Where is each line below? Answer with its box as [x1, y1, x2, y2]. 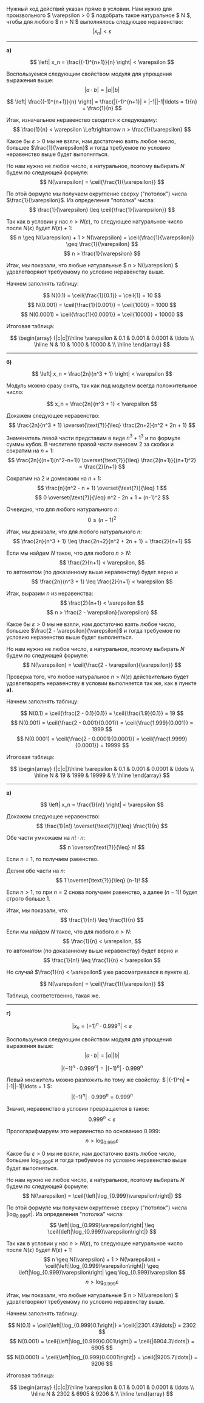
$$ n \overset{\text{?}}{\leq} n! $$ [59, 843, 145, 851]
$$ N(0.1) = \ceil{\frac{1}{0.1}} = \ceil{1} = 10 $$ [42, 292, 161, 299]
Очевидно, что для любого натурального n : [6, 505, 120, 513]
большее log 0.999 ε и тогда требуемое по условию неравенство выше [6, 1156, 187, 1166]
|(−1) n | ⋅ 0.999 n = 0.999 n [70, 1092, 134, 1100]
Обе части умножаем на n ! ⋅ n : [6, 834, 86, 842]
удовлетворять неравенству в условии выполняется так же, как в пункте [6, 680, 197, 687]
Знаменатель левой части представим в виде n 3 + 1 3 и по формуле [6, 433, 181, 441]
